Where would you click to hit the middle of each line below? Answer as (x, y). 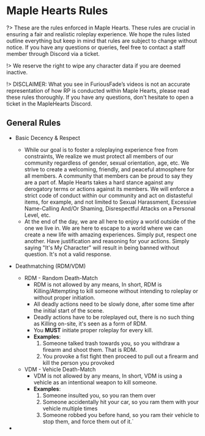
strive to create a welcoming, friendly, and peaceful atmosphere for (109, 169)
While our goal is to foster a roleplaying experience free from (101, 150)
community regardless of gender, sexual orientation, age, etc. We (107, 163)
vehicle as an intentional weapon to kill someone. (95, 382)
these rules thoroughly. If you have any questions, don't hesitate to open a (100, 97)
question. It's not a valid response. (68, 254)
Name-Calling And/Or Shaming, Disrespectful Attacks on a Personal (110, 208)
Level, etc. (37, 215)
